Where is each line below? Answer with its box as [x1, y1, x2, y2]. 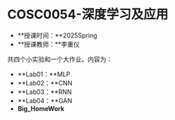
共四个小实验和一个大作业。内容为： [7, 54, 113, 64]
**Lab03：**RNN [17, 88, 72, 96]
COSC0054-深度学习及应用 [7, 6, 169, 23]
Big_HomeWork [17, 104, 65, 113]
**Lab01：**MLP [17, 70, 71, 78]
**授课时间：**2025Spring [17, 31, 97, 40]
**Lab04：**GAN [17, 96, 73, 104]
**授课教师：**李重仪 [17, 40, 80, 48]
